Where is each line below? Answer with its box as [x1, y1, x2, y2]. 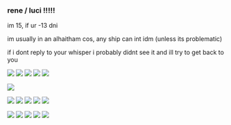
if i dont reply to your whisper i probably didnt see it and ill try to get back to [7, 48, 224, 57]
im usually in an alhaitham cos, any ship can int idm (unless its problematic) [7, 35, 223, 43]
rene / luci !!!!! [7, 6, 55, 15]
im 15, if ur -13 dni [7, 22, 58, 30]
